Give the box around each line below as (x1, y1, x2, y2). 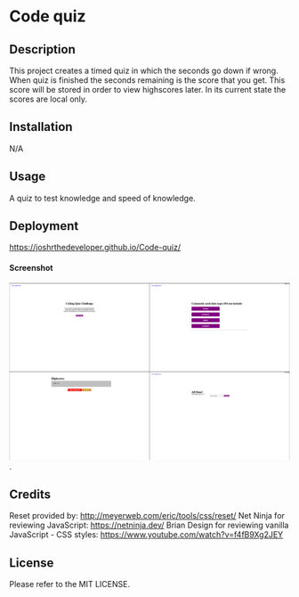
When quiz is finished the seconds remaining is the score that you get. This (9, 75, 286, 86)
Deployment (9, 218, 79, 233)
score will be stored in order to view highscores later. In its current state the (9, 85, 287, 94)
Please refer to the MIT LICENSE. (9, 579, 131, 590)
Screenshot (9, 263, 53, 274)
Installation (9, 119, 73, 135)
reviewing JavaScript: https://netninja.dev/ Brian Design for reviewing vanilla (9, 519, 289, 531)
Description (9, 42, 76, 57)
